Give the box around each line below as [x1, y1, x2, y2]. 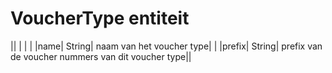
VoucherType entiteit [10, 7, 190, 30]
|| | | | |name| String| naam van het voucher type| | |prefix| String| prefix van [10, 40, 323, 52]
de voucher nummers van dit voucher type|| [10, 50, 192, 62]
